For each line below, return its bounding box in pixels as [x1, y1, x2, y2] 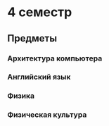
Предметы [7, 32, 58, 44]
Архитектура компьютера [7, 53, 103, 63]
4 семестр [7, 4, 72, 20]
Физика [7, 91, 35, 101]
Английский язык [7, 72, 71, 82]
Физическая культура [7, 110, 87, 120]
